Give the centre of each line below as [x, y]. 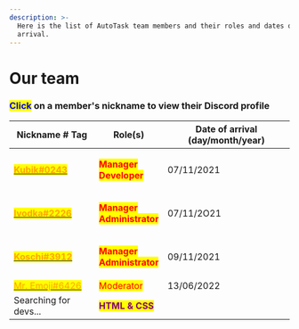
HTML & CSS [126, 306]
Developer [121, 175]
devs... [28, 311]
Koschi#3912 [43, 257]
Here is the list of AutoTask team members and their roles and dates [151, 26]
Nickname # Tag [52, 135]
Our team [44, 78]
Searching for [42, 300]
